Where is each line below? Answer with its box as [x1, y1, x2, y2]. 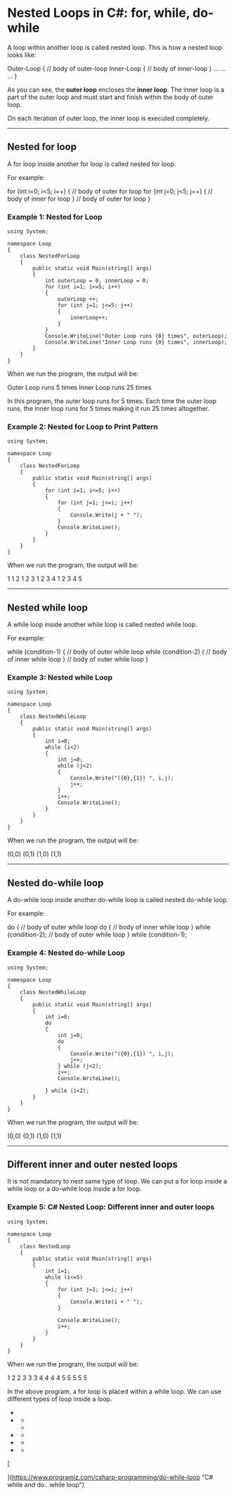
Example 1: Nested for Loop [7, 212, 103, 222]
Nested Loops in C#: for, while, [7, 5, 190, 21]
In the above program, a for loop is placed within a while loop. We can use [7, 1387, 221, 1395]
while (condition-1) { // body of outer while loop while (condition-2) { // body [7, 647, 228, 656]
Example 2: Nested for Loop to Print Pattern [7, 421, 159, 431]
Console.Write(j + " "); [70, 512, 143, 519]
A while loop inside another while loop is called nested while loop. [7, 621, 198, 629]
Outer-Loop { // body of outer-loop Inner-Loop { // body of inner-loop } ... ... [7, 64, 226, 72]
